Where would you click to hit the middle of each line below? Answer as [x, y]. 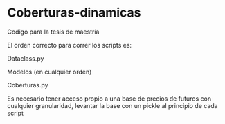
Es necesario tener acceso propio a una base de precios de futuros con [109, 99]
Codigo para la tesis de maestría [53, 32]
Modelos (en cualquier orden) [49, 72]
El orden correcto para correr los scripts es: [70, 45]
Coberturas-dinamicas [74, 13]
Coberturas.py [28, 85]
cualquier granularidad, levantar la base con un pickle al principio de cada [112, 105]
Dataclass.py [26, 58]
